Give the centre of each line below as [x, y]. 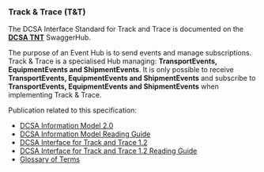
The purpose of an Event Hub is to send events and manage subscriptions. [130, 53]
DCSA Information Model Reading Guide [85, 134]
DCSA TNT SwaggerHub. [49, 37]
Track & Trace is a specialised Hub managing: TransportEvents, [113, 61]
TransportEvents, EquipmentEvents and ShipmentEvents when [114, 86]
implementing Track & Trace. [55, 95]
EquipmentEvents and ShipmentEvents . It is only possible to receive [121, 70]
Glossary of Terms [50, 159]
